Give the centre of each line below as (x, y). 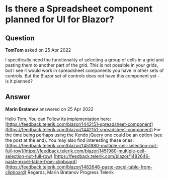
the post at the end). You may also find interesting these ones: (70, 140)
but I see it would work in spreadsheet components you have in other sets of (85, 70)
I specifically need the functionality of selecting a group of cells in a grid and (84, 60)
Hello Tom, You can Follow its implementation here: (58, 119)
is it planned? (19, 81)
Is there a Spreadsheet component (79, 9)
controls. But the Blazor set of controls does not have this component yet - (82, 76)
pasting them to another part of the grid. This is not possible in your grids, (82, 65)
